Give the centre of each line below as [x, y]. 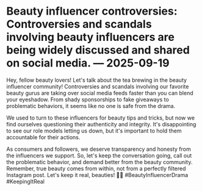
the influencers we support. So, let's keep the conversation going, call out [99, 155]
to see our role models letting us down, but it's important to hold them [94, 131]
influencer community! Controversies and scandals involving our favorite [98, 86]
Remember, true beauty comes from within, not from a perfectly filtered [96, 168]
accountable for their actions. [43, 137]
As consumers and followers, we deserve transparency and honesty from [99, 149]
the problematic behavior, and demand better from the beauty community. [99, 162]
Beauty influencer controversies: [92, 11]
